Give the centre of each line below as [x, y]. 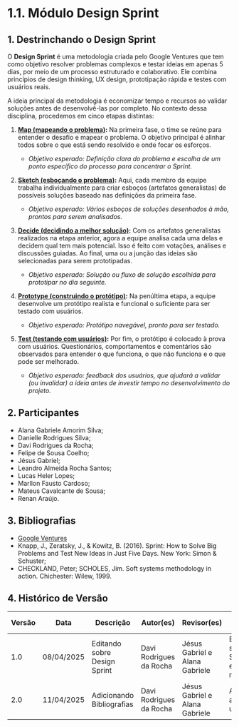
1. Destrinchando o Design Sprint [82, 40]
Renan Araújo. [38, 498]
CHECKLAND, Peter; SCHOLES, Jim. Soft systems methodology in [115, 568]
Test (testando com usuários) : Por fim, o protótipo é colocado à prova [121, 339]
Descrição [113, 623]
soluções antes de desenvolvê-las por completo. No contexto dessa [107, 108]
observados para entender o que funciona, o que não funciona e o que [122, 354]
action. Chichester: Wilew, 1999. [65, 576]
